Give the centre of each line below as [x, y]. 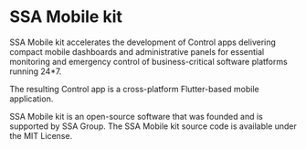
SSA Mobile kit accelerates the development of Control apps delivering [143, 42]
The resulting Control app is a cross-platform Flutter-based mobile [134, 89]
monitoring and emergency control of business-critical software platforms [148, 61]
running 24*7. [36, 71]
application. [32, 99]
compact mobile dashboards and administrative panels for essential [137, 51]
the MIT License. [41, 135]
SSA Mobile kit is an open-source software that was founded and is [136, 116]
